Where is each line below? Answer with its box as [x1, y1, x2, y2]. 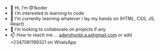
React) [10, 21, 25, 27]
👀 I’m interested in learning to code [10, 10, 85, 16]
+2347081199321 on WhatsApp [10, 39, 76, 45]
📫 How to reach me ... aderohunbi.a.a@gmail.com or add [10, 32, 132, 38]
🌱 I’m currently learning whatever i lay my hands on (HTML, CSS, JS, [10, 16, 155, 21]
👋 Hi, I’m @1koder [10, 5, 48, 11]
